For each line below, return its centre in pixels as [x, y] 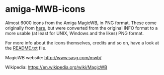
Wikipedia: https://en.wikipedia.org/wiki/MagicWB [56, 67]
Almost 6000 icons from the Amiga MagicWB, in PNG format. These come [81, 23]
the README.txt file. [26, 48]
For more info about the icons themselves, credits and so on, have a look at [82, 42]
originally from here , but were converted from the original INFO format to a [82, 28]
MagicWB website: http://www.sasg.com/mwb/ [53, 57]
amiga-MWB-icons [45, 9]
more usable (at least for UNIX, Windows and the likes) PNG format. [75, 33]
